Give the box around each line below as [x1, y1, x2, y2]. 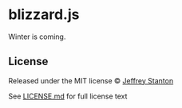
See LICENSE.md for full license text [8, 91, 128, 101]
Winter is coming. [8, 32, 66, 41]
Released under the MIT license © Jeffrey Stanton [8, 75, 174, 85]
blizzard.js [8, 6, 80, 24]
